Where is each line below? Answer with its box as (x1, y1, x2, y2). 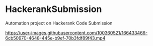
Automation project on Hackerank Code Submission (5, 20, 113, 26)
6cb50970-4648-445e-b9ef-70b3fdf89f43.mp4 (5, 35, 106, 41)
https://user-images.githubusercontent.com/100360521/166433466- (5, 29, 147, 35)
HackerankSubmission (5, 3, 102, 15)
